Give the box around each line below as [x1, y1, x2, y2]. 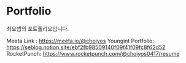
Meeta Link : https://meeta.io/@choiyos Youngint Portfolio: [6, 37, 155, 44]
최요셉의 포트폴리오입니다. [6, 25, 69, 32]
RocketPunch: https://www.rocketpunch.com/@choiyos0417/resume [6, 50, 180, 57]
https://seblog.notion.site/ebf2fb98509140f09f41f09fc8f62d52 [6, 44, 166, 51]
